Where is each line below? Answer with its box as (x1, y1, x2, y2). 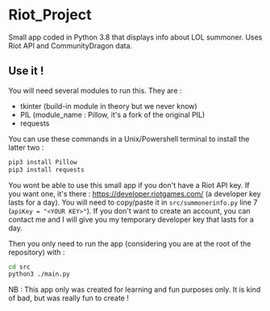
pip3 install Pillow (8, 158, 78, 166)
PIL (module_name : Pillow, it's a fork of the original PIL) (19, 110, 206, 119)
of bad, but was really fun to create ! (8, 293, 129, 303)
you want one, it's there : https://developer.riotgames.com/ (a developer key (8, 189, 261, 198)
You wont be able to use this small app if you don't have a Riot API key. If (8, 180, 250, 190)
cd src (8, 263, 31, 271)
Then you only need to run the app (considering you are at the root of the (8, 238, 251, 248)
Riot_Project (8, 6, 92, 24)
